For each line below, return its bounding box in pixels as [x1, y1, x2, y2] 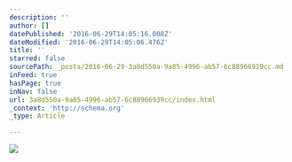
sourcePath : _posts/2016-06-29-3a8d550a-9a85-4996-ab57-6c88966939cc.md [9, 63, 284, 72]
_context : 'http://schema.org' [9, 104, 125, 112]
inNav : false [9, 87, 58, 96]
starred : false [9, 54, 66, 63]
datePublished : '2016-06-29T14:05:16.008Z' [9, 29, 173, 38]
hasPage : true [9, 79, 62, 88]
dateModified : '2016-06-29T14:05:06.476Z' [9, 37, 169, 47]
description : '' [9, 12, 69, 22]
